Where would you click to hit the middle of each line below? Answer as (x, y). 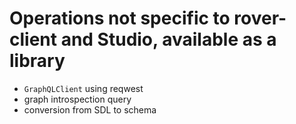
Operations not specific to (120, 18)
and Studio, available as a (168, 39)
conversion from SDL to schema (90, 109)
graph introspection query (77, 99)
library (37, 61)
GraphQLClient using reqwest (83, 88)
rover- (260, 18)
